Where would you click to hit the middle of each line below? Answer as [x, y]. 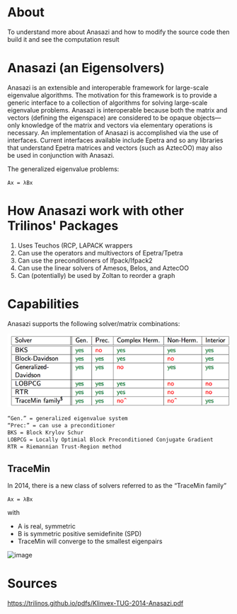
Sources [33, 584]
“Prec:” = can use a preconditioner [61, 426]
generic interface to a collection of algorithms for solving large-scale [108, 103]
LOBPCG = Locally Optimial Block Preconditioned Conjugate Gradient [110, 440]
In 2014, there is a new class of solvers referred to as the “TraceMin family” [117, 486]
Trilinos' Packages [63, 226]
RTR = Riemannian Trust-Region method [64, 447]
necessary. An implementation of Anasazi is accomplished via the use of [113, 132]
